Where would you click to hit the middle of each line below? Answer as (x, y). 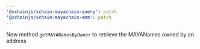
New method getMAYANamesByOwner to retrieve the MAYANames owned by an (100, 34)
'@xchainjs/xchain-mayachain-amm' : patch (59, 17)
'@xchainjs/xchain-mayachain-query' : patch (62, 12)
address (16, 41)
